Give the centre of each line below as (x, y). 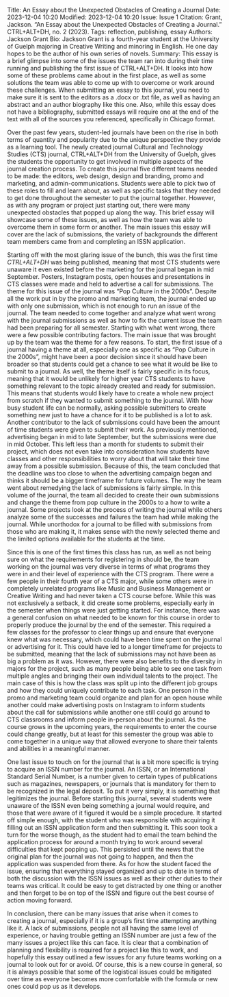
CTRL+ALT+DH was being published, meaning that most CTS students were (114, 262)
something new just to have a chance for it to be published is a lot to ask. (110, 415)
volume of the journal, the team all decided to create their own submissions (113, 495)
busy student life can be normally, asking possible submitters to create (107, 408)
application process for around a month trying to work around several (105, 842)
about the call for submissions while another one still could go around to (109, 712)
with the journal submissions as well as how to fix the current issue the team (114, 320)
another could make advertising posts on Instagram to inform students (106, 705)
